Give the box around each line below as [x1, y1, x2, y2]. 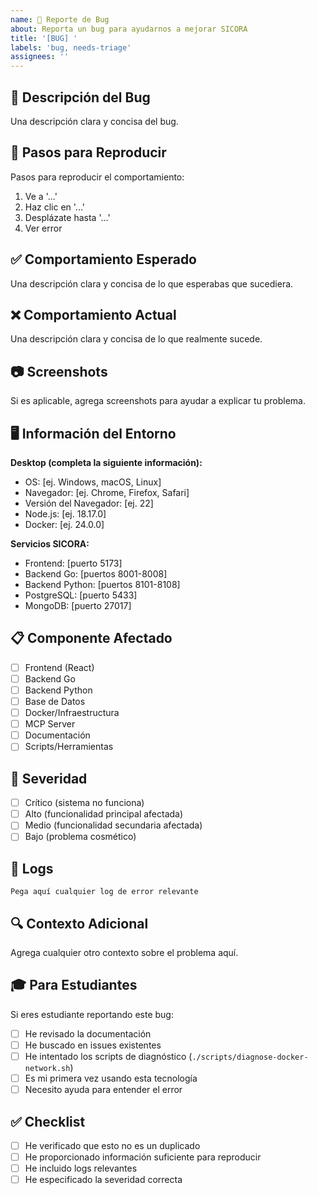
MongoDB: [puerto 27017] [24, 600, 132, 611]
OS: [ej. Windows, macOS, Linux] [24, 476, 162, 488]
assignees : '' [10, 52, 70, 62]
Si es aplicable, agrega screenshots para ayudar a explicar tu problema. [10, 395, 307, 407]
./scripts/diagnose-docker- [191, 1052, 309, 1062]
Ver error [24, 222, 63, 234]
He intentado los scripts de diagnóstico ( [24, 1050, 193, 1062]
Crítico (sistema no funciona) [24, 797, 145, 809]
